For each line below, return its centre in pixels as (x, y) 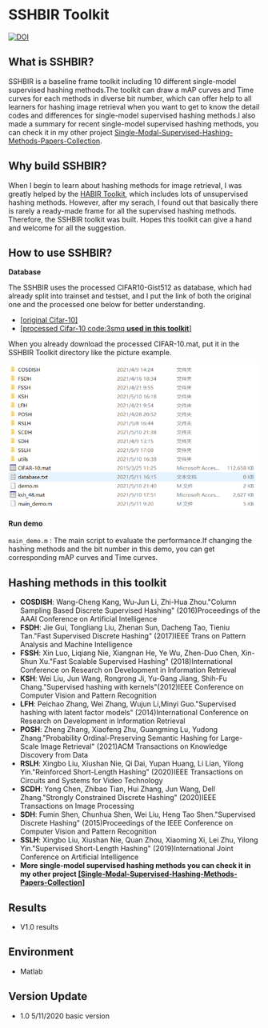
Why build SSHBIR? (58, 166)
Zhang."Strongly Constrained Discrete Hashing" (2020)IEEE (118, 798)
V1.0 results (39, 927)
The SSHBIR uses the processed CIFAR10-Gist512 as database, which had (130, 288)
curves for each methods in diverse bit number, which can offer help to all (130, 98)
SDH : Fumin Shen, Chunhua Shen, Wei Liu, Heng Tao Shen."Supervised (138, 814)
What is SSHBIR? (51, 62)
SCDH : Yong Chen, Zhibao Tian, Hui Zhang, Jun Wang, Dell (118, 789)
